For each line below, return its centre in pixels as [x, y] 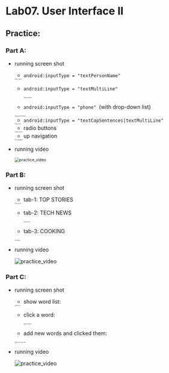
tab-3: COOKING [44, 231]
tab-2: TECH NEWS [47, 213]
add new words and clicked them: [65, 333]
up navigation [40, 136]
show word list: [42, 302]
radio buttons [40, 128]
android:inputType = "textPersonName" [72, 76]
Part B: [16, 175]
